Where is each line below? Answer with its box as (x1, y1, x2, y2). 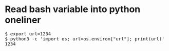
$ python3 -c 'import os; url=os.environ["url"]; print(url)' (5, 36, 165, 41)
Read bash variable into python (5, 4, 141, 15)
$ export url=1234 (5, 31, 51, 36)
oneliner (5, 14, 41, 26)
